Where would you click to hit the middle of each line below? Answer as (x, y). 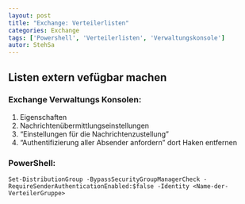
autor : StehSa (32, 45)
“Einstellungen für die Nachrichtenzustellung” (94, 134)
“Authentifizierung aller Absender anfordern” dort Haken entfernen (128, 142)
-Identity (174, 187)
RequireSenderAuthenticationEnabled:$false (81, 187)
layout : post (30, 15)
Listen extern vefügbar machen (88, 77)
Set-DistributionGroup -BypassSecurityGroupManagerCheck (104, 179)
